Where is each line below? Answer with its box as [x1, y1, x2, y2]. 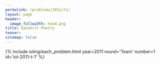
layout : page [5, 12, 32, 17]
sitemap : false [5, 35, 37, 40]
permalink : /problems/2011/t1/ [5, 7, 70, 12]
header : [5, 16, 21, 21]
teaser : [5, 30, 21, 35]
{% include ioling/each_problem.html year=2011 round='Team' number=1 [5, 48, 155, 55]
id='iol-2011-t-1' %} [5, 54, 45, 60]
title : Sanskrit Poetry [5, 26, 55, 31]
